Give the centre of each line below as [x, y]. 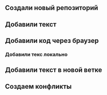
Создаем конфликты [38, 86]
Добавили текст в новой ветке [54, 70]
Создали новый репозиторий [52, 8]
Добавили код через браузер [52, 41]
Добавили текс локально [36, 54]
